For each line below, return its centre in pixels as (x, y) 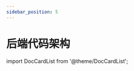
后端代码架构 (39, 44)
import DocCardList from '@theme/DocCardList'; (67, 61)
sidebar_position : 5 (32, 12)
